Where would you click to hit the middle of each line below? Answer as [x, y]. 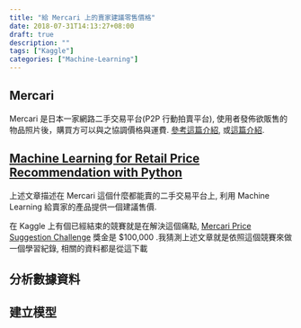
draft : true [31, 34]
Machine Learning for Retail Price [105, 159]
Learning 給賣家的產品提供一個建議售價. [83, 207]
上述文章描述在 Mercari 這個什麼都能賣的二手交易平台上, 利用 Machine [140, 195]
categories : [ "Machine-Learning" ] [74, 59]
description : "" [40, 43]
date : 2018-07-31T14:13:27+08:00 [72, 26]
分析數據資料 [45, 279]
